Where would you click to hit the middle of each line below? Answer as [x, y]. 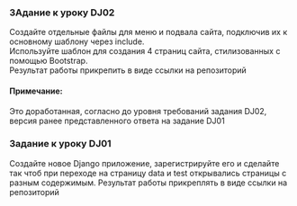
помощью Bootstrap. [49, 61]
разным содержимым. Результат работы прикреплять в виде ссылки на [148, 183]
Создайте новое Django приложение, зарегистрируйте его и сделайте [144, 163]
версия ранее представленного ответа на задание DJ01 [117, 121]
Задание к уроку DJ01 [60, 144]
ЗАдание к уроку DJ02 [62, 13]
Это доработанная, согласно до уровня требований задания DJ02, [138, 111]
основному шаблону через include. [77, 41]
